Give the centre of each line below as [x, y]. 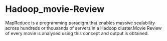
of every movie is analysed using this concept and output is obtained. [77, 33]
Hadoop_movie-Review [55, 9]
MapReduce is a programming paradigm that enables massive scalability [80, 23]
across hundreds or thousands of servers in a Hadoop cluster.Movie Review [83, 28]
